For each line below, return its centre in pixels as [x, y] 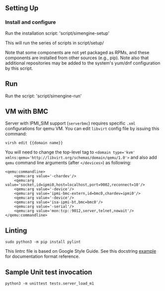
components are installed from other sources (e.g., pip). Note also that [77, 58]
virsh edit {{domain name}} [34, 143]
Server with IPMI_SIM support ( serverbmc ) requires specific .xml [70, 123]
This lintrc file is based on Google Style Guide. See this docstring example [81, 251]
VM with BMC [27, 111]
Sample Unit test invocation [49, 272]
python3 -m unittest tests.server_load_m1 [50, 283]
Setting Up [22, 8]
